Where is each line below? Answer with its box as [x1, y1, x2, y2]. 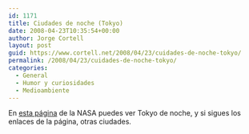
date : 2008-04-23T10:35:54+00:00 [8, 26, 120, 35]
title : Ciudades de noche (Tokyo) [8, 19, 124, 27]
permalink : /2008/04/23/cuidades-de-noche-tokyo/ [8, 57, 178, 65]
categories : [8, 64, 48, 72]
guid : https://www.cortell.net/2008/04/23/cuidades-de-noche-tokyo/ [8, 49, 242, 57]
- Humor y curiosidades [15, 79, 94, 87]
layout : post [8, 42, 52, 50]
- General [15, 71, 48, 79]
